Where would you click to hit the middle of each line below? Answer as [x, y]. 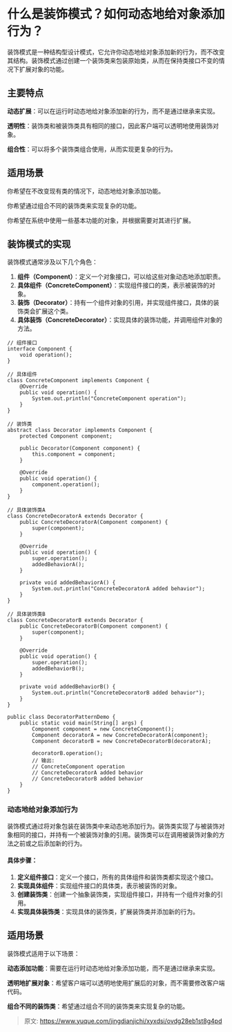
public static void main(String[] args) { [81, 723]
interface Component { [40, 349]
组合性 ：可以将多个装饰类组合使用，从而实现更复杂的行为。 [92, 149]
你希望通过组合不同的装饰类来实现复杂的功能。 [74, 205]
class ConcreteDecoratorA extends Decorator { [75, 516]
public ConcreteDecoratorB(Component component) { [94, 626]
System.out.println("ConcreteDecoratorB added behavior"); [119, 693]
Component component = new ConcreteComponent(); [103, 729]
